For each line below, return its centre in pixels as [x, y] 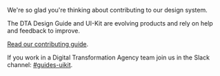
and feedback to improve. [44, 31]
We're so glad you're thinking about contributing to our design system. [108, 10]
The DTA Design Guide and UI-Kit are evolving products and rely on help [110, 23]
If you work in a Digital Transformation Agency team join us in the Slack [109, 57]
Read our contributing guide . [48, 44]
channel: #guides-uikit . [40, 65]
